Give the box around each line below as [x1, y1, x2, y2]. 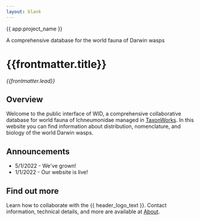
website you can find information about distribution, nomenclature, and [6, 123, 181, 130]
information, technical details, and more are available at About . [6, 208, 160, 215]
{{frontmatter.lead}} [6, 77, 56, 84]
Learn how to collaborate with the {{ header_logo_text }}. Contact [6, 202, 167, 208]
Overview [6, 94, 44, 104]
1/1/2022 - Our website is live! [14, 169, 88, 176]
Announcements [6, 147, 70, 157]
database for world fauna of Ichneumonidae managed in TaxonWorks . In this [6, 117, 194, 124]
